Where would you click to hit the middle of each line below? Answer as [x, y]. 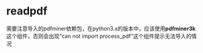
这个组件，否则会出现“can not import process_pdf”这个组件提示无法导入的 [99, 36]
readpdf [27, 11]
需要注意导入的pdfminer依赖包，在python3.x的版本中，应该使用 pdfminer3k [101, 28]
